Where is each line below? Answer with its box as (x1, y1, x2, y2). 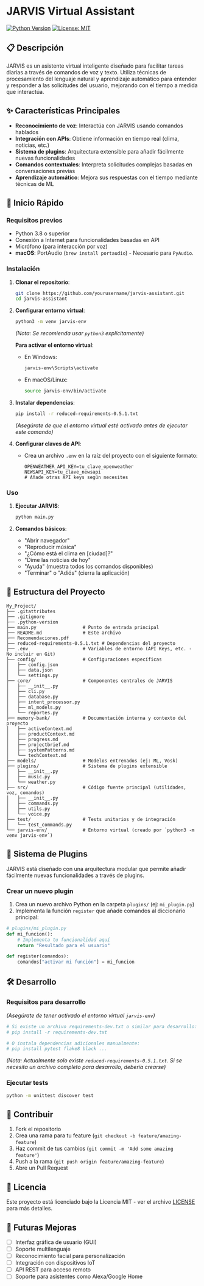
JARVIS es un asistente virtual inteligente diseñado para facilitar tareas (6, 62, 184, 69)
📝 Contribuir (6, 1109, 54, 1120)
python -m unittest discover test (6, 1092, 94, 1098)
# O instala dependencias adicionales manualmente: (6, 1040, 140, 1046)
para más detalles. (6, 1205, 53, 1212)
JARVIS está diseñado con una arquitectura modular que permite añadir (6, 865, 187, 872)
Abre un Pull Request (15, 1164, 68, 1171)
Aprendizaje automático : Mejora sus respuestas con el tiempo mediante (15, 174, 198, 181)
